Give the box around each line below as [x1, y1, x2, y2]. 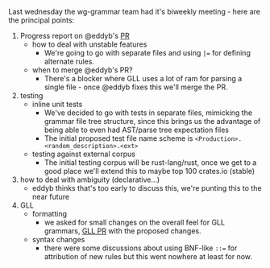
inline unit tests [31, 100, 83, 109]
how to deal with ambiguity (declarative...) [19, 175, 160, 184]
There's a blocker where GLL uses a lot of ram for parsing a [44, 74, 243, 83]
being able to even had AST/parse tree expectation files [44, 125, 230, 134]
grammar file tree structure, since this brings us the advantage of [44, 117, 261, 126]
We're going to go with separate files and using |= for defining [44, 48, 251, 57]
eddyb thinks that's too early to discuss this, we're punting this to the [31, 183, 262, 192]
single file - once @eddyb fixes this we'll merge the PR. [44, 82, 228, 92]
